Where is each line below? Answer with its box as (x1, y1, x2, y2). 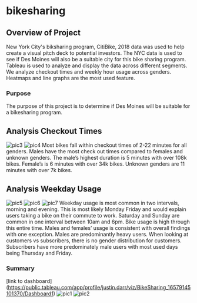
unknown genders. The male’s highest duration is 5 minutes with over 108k (6, 154, 187, 162)
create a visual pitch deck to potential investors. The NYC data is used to (6, 50, 182, 57)
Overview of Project (6, 28, 81, 38)
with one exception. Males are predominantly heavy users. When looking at (6, 230, 189, 238)
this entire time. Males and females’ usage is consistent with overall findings (6, 224, 191, 231)
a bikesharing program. (6, 109, 63, 116)
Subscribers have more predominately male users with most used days (6, 243, 178, 250)
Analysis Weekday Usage (6, 184, 102, 194)
